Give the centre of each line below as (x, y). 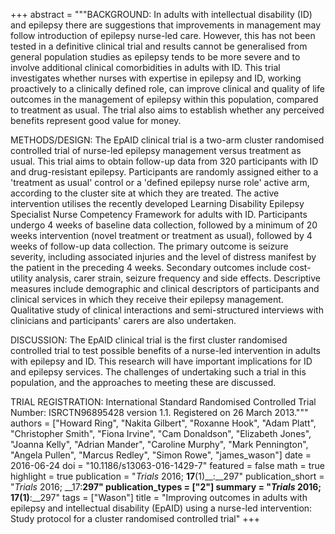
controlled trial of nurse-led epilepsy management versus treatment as (156, 150)
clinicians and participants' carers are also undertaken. (123, 320)
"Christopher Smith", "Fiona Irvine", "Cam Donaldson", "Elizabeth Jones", (161, 433)
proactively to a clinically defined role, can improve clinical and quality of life (167, 88)
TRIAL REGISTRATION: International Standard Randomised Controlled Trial (163, 402)
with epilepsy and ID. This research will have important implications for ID (161, 361)
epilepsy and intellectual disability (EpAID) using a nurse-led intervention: (161, 508)
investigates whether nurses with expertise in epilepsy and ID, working (156, 78)
